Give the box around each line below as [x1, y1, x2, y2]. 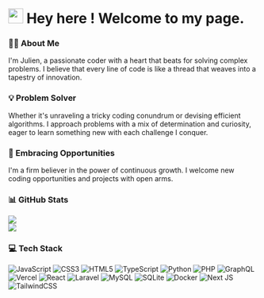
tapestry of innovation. [8, 72, 82, 83]
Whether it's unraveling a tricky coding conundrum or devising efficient [8, 110, 241, 120]
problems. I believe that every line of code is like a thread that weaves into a [8, 64, 256, 74]
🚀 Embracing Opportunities [8, 147, 115, 158]
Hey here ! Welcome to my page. [26, 10, 245, 28]
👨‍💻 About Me [8, 38, 59, 49]
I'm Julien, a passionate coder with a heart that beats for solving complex [8, 56, 248, 65]
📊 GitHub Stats [8, 195, 69, 205]
